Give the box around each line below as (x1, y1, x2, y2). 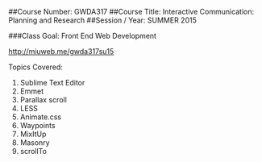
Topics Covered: (8, 62, 63, 72)
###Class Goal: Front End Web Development (8, 31, 157, 40)
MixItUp (19, 129, 47, 139)
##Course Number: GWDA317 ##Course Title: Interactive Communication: (8, 7, 255, 16)
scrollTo (19, 147, 47, 156)
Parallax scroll (19, 95, 67, 104)
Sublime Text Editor (19, 78, 85, 87)
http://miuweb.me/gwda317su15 (8, 47, 114, 56)
